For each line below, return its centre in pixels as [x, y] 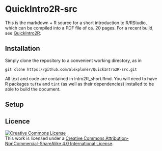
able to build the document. [33, 89]
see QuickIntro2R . [23, 33]
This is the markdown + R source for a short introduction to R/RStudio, [76, 23]
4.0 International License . [88, 143]
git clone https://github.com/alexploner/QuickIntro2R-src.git [71, 69]
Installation [23, 48]
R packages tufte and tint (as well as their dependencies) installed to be [80, 84]
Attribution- [117, 138]
